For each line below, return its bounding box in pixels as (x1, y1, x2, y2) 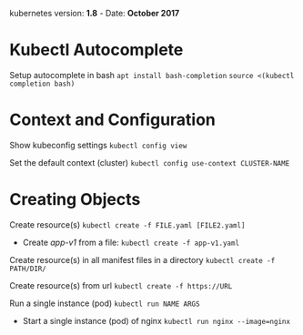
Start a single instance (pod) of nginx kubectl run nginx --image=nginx (22, 315, 291, 326)
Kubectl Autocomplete (9, 40, 184, 60)
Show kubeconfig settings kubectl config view (9, 139, 187, 150)
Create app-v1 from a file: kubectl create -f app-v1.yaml (22, 237, 239, 248)
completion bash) (9, 79, 76, 88)
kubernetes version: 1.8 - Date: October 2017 (9, 8, 180, 18)
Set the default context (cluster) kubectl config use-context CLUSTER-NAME (9, 157, 290, 167)
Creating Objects (9, 189, 141, 210)
